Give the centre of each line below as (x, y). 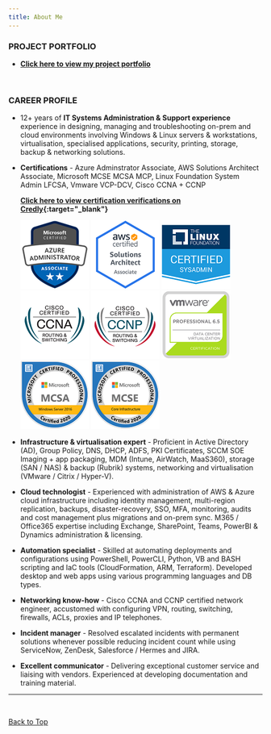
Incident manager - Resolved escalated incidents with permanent (129, 633)
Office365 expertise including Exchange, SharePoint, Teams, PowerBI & (139, 526)
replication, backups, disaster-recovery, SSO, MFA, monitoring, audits (135, 509)
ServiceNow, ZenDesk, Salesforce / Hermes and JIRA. (110, 650)
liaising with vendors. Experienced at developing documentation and (134, 674)
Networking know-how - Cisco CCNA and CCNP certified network (131, 600)
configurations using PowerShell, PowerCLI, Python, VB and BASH (130, 559)
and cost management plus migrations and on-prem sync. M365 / (129, 518)
